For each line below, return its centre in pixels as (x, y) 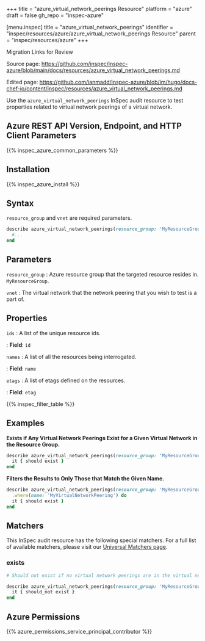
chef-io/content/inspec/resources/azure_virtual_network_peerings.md (95, 89)
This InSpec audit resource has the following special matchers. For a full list (101, 540)
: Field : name (21, 368)
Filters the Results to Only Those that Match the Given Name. (85, 479)
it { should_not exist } (43, 592)
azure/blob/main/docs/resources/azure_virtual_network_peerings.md (93, 70)
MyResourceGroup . (28, 281)
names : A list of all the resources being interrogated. (71, 357)
